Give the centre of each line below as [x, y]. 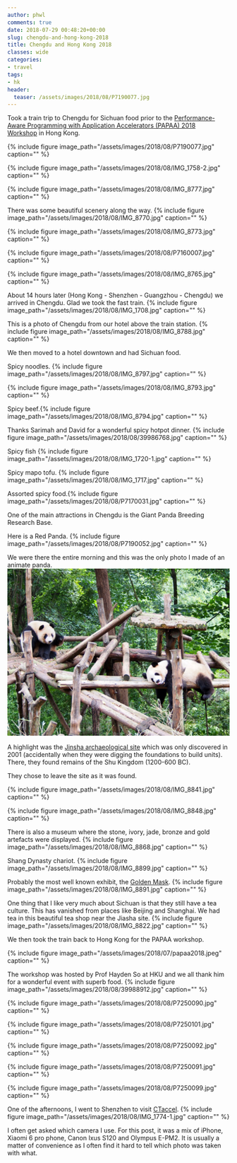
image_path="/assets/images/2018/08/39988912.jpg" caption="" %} [108, 989]
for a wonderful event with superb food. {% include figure [91, 982]
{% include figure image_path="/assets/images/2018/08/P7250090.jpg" [112, 1003]
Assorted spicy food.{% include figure [63, 494]
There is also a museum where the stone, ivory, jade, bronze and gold [109, 832]
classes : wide [28, 52]
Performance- [194, 118]
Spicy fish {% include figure [48, 451]
